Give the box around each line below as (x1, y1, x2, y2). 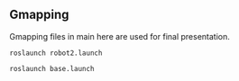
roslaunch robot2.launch (9, 49, 103, 58)
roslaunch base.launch (9, 64, 95, 73)
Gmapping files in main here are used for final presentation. (9, 31, 230, 41)
